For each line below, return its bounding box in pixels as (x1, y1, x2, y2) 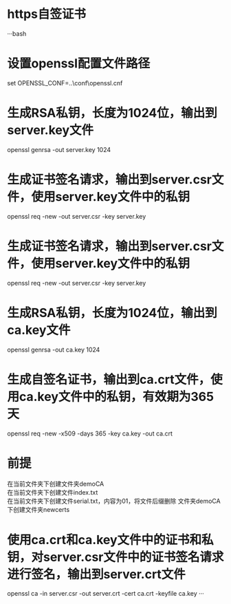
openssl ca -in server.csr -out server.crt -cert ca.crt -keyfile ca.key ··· (7, 590, 204, 598)
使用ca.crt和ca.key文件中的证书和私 (7, 532, 214, 548)
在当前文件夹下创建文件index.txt (7, 488, 98, 496)
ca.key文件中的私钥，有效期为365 (19, 389, 214, 405)
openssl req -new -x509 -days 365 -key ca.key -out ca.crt (7, 429, 173, 438)
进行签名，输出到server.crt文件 (7, 566, 186, 582)
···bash (7, 29, 27, 38)
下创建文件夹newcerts (7, 505, 70, 513)
